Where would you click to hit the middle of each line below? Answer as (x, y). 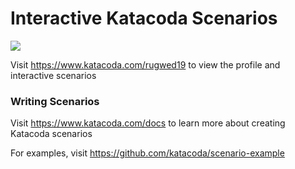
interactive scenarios (53, 75)
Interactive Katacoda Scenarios (144, 18)
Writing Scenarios (55, 101)
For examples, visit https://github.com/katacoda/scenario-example (147, 153)
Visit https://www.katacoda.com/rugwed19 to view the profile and (145, 64)
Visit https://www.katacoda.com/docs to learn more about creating (148, 123)
